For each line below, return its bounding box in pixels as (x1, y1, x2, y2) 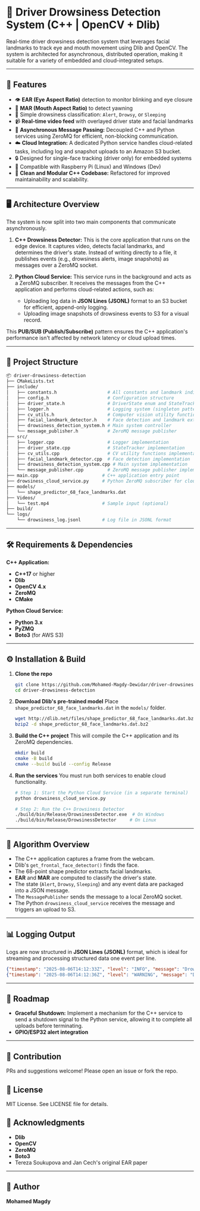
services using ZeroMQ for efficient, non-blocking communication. (14, 132, 179, 140)
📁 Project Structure (6, 357, 79, 367)
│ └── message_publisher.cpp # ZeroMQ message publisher (6, 467, 177, 473)
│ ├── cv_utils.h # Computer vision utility (6, 412, 174, 418)
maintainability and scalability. (14, 175, 89, 183)
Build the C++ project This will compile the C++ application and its (14, 732, 179, 739)
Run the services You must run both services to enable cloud (14, 772, 166, 779)
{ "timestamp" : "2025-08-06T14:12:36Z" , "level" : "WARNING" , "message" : (6, 972, 187, 978)
